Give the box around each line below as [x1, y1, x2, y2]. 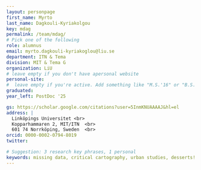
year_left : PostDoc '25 [6, 93, 66, 99]
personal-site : [6, 76, 45, 82]
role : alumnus [6, 43, 42, 49]
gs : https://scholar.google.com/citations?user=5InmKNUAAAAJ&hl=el [6, 104, 180, 110]
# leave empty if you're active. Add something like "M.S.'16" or [6, 82, 180, 88]
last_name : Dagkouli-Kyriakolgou [6, 20, 91, 26]
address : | [6, 110, 34, 116]
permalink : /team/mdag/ [6, 31, 66, 38]
